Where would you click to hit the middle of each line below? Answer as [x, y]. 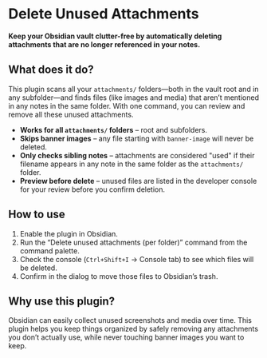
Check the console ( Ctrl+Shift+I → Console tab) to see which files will [137, 259]
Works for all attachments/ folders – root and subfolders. [114, 129]
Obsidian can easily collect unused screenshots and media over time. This [130, 320]
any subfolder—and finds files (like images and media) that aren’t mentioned [133, 97]
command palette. [49, 251]
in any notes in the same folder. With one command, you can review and [127, 105]
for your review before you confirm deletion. [92, 189]
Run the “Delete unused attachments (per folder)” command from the [133, 242]
